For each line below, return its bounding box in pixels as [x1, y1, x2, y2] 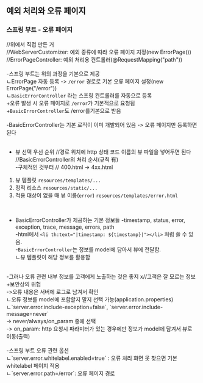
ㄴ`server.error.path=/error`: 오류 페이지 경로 [6, 370, 115, 377]
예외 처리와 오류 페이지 [6, 5, 87, 16]
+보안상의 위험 [6, 280, 41, 288]
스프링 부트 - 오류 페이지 [6, 26, 73, 34]
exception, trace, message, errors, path [15, 223, 115, 231]
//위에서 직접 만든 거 [6, 40, 54, 48]
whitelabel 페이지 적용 [6, 362, 60, 369]
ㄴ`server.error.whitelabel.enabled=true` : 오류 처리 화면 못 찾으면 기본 [6, 354, 178, 362]
